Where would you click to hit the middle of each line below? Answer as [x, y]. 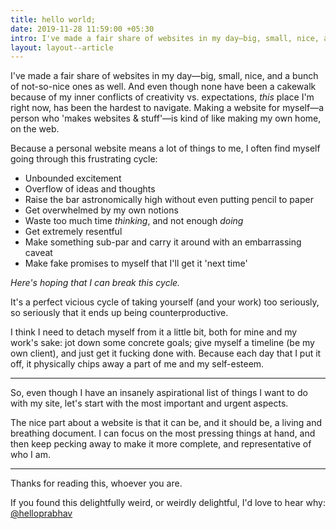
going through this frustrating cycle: [84, 159]
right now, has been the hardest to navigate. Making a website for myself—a [167, 108]
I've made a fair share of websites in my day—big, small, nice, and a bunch [164, 76]
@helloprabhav [41, 513]
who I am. [30, 455]
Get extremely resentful [73, 232]
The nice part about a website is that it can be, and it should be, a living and [166, 423]
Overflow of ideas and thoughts [90, 189]
